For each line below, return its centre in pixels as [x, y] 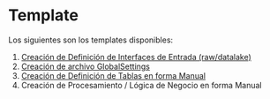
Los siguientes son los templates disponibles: [91, 40]
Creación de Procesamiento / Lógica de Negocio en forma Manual [141, 85]
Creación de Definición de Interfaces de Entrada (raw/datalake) [136, 57]
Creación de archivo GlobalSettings [86, 66]
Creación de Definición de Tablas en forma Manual [113, 75]
